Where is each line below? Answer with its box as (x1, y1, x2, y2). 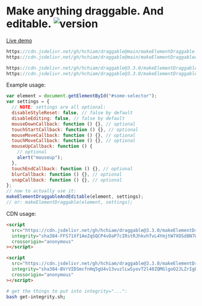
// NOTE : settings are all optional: (11, 104, 106, 111)
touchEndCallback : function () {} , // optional (11, 165, 133, 172)
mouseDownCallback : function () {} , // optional (11, 121, 136, 127)
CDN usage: (6, 210, 37, 217)
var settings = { (6, 99, 50, 105)
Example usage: (6, 81, 46, 88)
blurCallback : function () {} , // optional (11, 171, 122, 177)
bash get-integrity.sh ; (6, 293, 66, 300)
